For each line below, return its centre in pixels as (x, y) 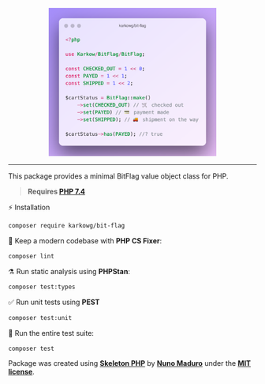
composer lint (32, 256)
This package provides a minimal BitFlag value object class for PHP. (118, 176)
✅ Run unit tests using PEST (54, 302)
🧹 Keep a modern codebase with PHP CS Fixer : (85, 240)
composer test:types (42, 287)
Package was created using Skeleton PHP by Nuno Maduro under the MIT (129, 363)
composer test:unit (40, 318)
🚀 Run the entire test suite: (51, 333)
